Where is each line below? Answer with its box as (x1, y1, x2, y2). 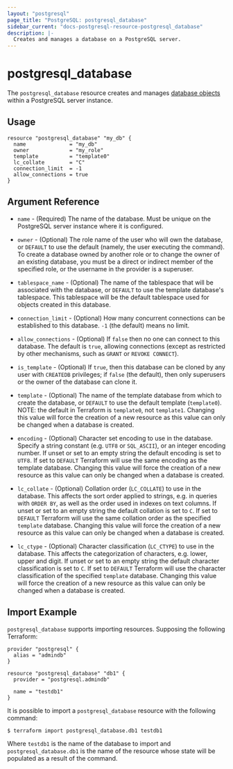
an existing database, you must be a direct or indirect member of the (17, 257, 214, 266)
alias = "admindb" (13, 652, 67, 659)
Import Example (7, 607, 78, 618)
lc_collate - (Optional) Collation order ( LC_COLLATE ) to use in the (17, 484, 202, 493)
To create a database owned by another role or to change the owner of (17, 250, 221, 258)
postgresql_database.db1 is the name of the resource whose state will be (7, 747, 216, 755)
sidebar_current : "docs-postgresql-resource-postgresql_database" (7, 23, 203, 30)
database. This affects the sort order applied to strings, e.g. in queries (17, 491, 218, 500)
